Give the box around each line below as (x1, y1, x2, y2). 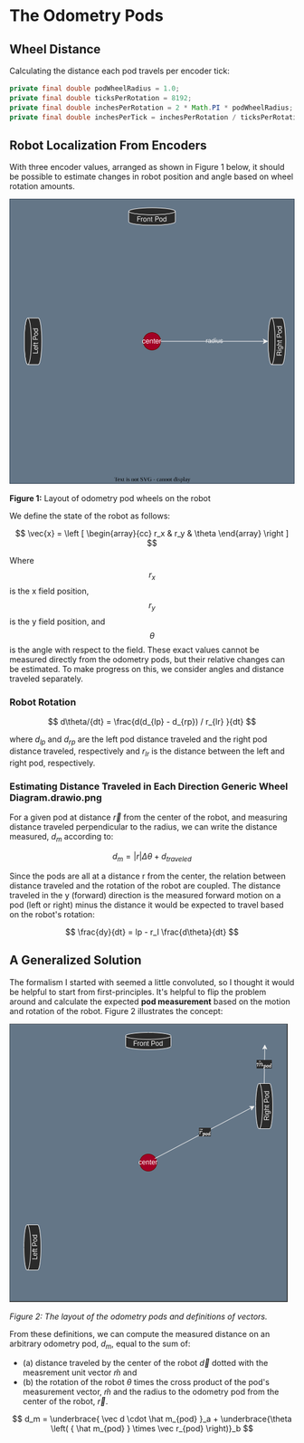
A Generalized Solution (9, 953, 142, 968)
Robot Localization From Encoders (9, 138, 207, 153)
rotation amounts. (9, 181, 75, 192)
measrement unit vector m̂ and (22, 1367, 138, 1378)
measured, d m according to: (9, 831, 114, 844)
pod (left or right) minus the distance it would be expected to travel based (9, 899, 284, 910)
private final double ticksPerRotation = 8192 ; (9, 93, 193, 102)
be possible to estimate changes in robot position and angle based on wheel (9, 171, 294, 182)
